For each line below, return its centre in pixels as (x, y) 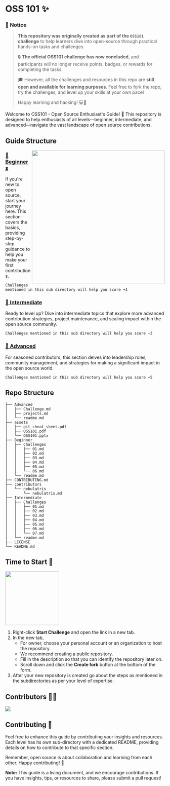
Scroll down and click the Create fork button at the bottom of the (88, 665)
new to (12, 184)
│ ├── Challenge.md (28, 409)
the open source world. (30, 368)
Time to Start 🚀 (29, 562)
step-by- (14, 238)
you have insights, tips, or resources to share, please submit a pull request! (83, 778)
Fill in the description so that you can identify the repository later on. (91, 659)
